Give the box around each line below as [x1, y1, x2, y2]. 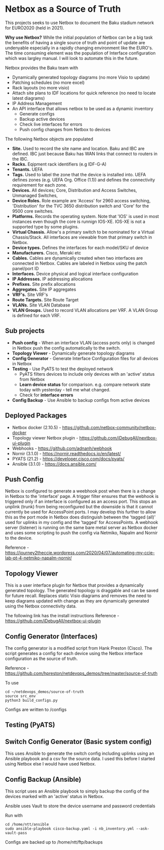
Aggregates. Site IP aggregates [12, 286, 77, 292]
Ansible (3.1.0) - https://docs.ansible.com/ [12, 461, 97, 467]
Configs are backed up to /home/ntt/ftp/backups [5, 839, 103, 845]
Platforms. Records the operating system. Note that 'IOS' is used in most [12, 213, 159, 219]
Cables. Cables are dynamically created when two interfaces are [12, 255, 143, 261]
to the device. [5, 535, 33, 541]
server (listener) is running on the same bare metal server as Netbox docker [5, 524, 158, 531]
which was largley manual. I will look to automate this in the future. [5, 55, 139, 61]
